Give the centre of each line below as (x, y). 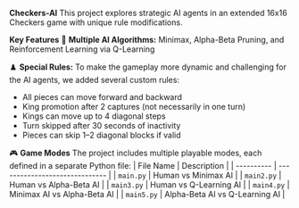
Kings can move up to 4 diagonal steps (94, 116)
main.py (133, 176)
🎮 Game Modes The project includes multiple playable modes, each (136, 153)
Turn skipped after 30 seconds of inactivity (101, 125)
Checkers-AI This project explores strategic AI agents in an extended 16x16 (148, 13)
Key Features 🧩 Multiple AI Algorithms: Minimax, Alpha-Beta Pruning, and (147, 40)
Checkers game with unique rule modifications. (96, 22)
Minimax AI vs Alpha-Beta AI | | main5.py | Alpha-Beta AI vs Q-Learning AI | (147, 194)
